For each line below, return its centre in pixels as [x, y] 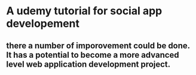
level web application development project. [88, 64]
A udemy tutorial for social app [84, 11]
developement [43, 24]
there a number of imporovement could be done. [98, 46]
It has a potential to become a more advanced [93, 55]
